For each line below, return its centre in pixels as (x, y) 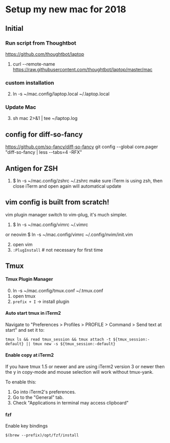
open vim (23, 244)
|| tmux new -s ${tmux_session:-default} (71, 344)
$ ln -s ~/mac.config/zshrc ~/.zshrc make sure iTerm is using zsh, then (88, 181)
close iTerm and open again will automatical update (67, 186)
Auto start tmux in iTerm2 (33, 313)
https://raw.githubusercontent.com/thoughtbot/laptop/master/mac (82, 69)
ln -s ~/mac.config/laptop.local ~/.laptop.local (61, 94)
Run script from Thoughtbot (41, 43)
